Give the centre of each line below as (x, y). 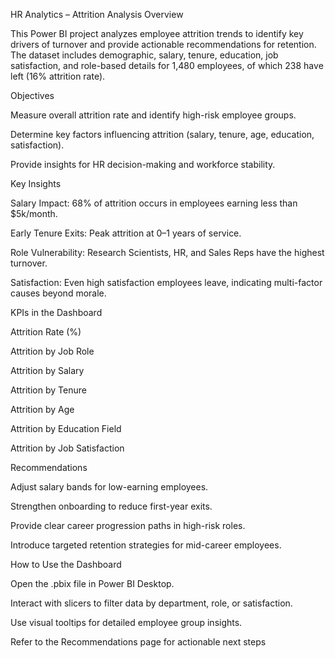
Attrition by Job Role (52, 351)
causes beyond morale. (58, 293)
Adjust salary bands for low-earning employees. (109, 487)
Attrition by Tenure (48, 390)
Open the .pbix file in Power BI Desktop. (92, 583)
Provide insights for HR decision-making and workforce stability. (143, 164)
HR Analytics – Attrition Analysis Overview (97, 14)
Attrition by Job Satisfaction (67, 448)
